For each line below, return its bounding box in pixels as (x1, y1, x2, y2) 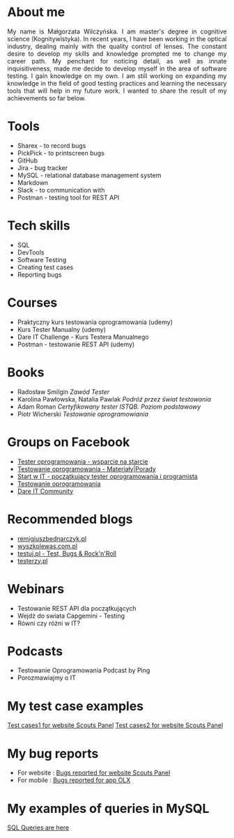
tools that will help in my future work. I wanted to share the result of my (7, 86, 227, 95)
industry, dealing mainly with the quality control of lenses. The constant (7, 42, 227, 50)
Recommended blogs (7, 511, 133, 527)
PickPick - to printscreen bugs (17, 148, 104, 157)
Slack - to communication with (17, 185, 105, 194)
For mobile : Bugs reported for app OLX (17, 776, 131, 784)
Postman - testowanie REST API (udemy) (17, 340, 135, 349)
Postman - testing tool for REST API (17, 193, 120, 201)
